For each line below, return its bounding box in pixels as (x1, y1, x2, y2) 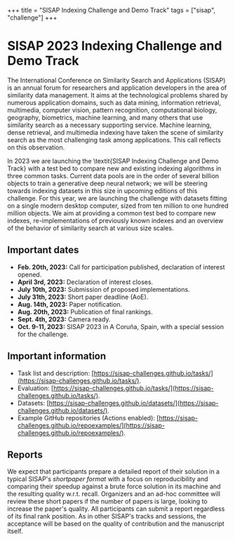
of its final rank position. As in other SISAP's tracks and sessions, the (7, 512, 207, 521)
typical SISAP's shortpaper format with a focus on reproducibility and (7, 475, 208, 483)
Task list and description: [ (17, 368, 95, 378)
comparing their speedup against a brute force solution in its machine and (7, 482, 221, 490)
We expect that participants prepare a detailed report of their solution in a (7, 467, 220, 476)
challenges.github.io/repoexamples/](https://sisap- (17, 421, 165, 429)
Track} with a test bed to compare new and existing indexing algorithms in (7, 164, 222, 173)
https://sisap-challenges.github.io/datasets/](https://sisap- (48, 399, 219, 407)
